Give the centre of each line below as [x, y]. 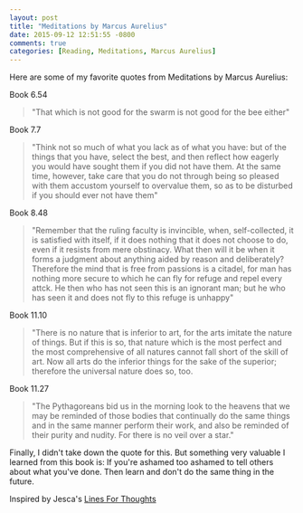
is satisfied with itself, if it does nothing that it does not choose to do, [160, 240]
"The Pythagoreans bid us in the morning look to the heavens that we [161, 406]
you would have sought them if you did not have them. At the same [156, 166]
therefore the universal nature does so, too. [112, 371]
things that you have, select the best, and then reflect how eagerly [155, 157]
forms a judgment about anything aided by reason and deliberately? [158, 260]
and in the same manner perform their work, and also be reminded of [160, 425]
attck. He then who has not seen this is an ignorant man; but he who [159, 288]
